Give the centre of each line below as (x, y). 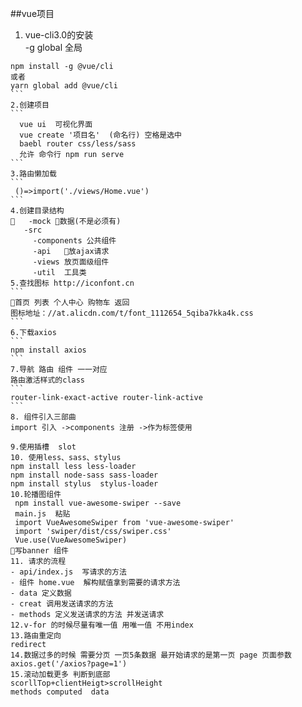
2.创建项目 (30, 105)
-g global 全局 (53, 47)
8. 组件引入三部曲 (43, 417)
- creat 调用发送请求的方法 (62, 604)
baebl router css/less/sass (78, 144)
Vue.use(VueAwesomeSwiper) (71, 540)
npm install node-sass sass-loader (84, 475)
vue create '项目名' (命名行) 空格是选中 (100, 135)
